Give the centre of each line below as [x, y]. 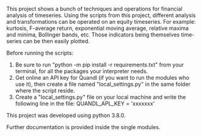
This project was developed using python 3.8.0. [66, 115]
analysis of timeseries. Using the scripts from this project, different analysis [101, 15]
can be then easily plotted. [56, 41]
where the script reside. [45, 90]
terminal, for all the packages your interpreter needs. [81, 71]
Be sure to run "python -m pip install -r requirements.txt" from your [99, 65]
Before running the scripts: [40, 53]
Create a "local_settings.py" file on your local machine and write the [100, 97]
